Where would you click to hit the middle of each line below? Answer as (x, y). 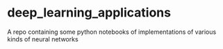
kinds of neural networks (43, 39)
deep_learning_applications (89, 13)
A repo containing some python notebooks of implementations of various (112, 32)
